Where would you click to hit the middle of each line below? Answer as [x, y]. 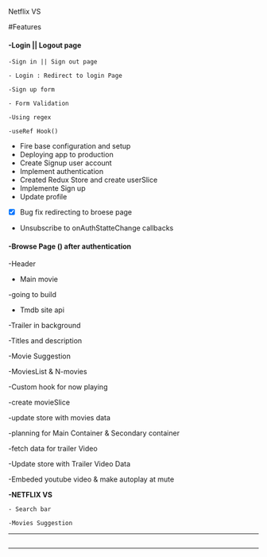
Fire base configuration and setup [75, 146]
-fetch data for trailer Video [53, 449]
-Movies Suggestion [41, 524]
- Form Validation [39, 104]
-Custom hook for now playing [58, 387]
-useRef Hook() [33, 132]
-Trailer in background [44, 326]
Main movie [39, 279]
